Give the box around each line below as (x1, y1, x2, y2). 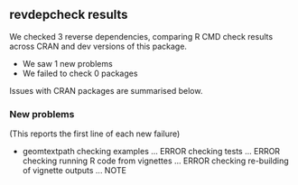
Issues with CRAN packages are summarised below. (9, 85, 203, 96)
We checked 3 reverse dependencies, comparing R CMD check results (9, 31, 274, 42)
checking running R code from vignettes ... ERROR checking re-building (22, 155, 289, 166)
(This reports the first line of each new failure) (9, 128, 181, 139)
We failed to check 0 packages (22, 68, 138, 79)
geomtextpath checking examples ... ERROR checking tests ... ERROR (22, 146, 281, 157)
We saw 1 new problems (22, 58, 113, 69)
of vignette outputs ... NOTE (22, 165, 126, 176)
